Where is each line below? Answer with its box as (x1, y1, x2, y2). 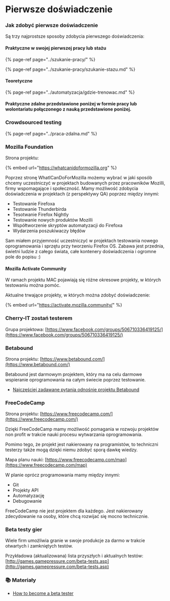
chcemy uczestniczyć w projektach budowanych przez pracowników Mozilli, (5, 180, 165, 186)
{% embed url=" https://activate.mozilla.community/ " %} (5, 302, 123, 308)
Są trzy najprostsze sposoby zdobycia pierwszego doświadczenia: (5, 33, 145, 39)
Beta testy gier (5, 526, 43, 533)
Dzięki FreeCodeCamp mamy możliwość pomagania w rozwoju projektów (5, 426, 159, 432)
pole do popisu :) (5, 254, 41, 260)
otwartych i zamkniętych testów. (5, 543, 74, 549)
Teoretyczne (5, 78, 33, 84)
